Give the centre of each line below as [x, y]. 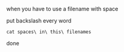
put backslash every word [39, 20]
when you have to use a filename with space [62, 9]
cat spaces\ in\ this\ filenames [49, 32]
